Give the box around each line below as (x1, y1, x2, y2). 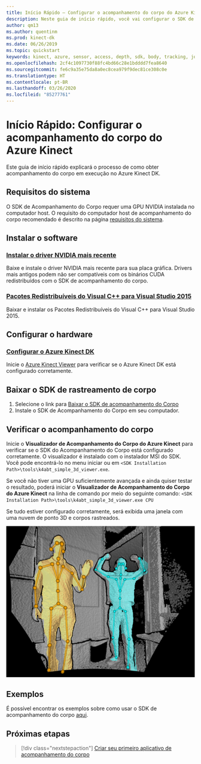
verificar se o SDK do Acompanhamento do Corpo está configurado (6, 446, 173, 454)
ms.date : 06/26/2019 (6, 41, 58, 47)
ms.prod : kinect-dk (6, 35, 55, 41)
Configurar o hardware (6, 330, 93, 340)
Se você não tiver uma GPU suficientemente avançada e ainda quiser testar (6, 477, 193, 485)
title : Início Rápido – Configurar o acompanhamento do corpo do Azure (6, 10, 188, 16)
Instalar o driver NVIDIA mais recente (6, 251, 117, 260)
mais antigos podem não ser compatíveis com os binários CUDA (6, 271, 165, 278)
